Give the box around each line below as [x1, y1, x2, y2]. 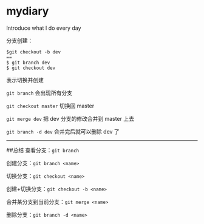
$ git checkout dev [6, 65, 56, 71]
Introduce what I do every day [6, 24, 81, 32]
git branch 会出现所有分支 [6, 89, 73, 97]
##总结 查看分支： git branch [6, 146, 80, 154]
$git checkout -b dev [6, 49, 61, 55]
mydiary [6, 4, 49, 18]
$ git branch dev [6, 59, 50, 66]
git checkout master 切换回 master [6, 102, 95, 109]
